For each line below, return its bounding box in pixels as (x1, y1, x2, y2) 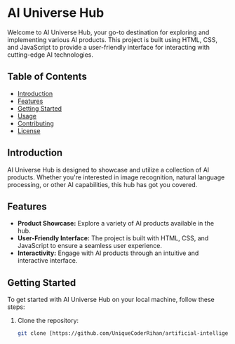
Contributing (17, 119, 54, 128)
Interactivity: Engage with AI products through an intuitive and (17, 249, 199, 257)
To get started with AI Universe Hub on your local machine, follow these (7, 296, 215, 304)
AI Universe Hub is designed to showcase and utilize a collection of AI (7, 165, 210, 174)
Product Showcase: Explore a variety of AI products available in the (17, 219, 215, 228)
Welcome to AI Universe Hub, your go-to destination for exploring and (7, 28, 210, 36)
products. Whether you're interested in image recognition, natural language (7, 173, 225, 181)
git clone (17, 330, 47, 337)
